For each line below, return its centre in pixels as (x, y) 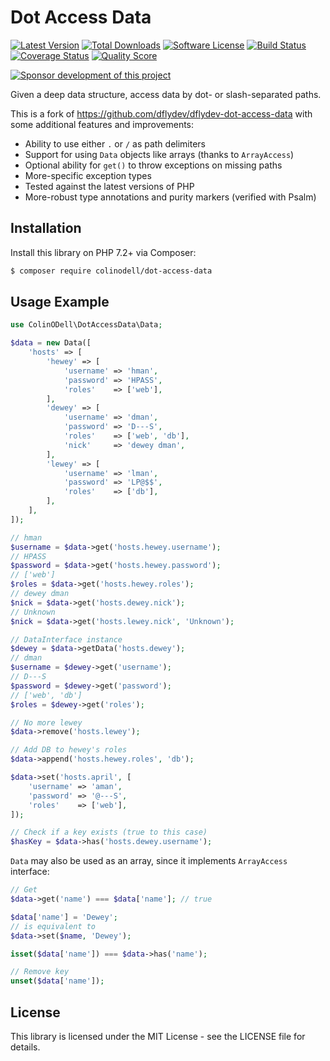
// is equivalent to (53, 926)
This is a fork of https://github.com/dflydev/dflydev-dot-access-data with (161, 113)
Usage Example (60, 302)
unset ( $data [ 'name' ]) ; (57, 981)
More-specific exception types (88, 175)
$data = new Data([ (51, 343)
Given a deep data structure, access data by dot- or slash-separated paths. (166, 94)
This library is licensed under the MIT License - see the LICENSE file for (158, 1036)
